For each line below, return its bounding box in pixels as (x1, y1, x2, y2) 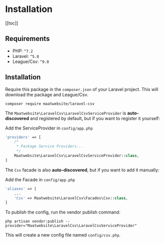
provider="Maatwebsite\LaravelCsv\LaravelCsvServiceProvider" (5, 223, 137, 228)
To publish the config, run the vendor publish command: (5, 209, 121, 215)
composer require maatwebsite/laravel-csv (5, 101, 95, 106)
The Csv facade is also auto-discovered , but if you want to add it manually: (5, 166, 160, 173)
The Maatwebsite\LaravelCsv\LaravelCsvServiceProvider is (5, 110, 126, 116)
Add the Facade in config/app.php (5, 176, 75, 182)
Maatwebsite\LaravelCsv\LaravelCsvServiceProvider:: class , (14, 153, 140, 158)
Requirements (5, 34, 50, 43)
